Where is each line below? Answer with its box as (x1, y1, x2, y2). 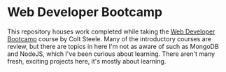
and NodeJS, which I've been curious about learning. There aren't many (7, 50, 216, 58)
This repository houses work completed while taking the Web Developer (7, 27, 216, 36)
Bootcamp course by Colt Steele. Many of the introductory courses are (7, 34, 212, 43)
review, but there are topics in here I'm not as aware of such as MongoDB (7, 42, 219, 50)
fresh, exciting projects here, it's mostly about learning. (7, 57, 167, 65)
